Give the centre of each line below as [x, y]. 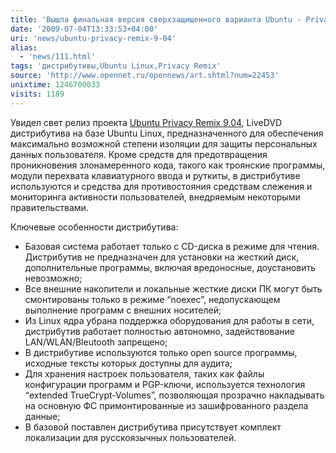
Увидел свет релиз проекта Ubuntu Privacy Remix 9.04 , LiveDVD [146, 122]
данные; [42, 416]
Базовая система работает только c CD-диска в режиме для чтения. [172, 246]
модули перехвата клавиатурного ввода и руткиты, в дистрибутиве [155, 175]
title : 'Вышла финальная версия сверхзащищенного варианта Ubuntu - [156, 19]
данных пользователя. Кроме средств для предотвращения [139, 154]
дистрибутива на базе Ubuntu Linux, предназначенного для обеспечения [167, 133]
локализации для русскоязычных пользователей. [130, 437]
